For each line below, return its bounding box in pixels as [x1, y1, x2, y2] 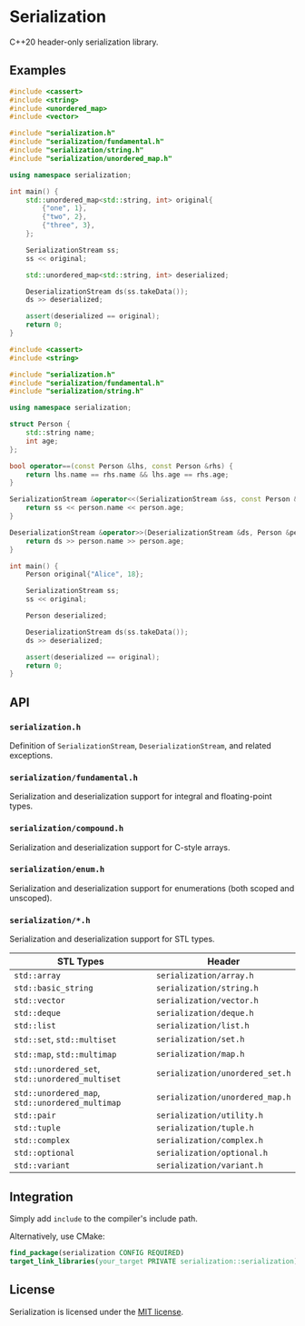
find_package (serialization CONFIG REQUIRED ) [9, 1248, 184, 1257]
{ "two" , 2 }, [42, 212, 88, 222]
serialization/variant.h [155, 1160, 263, 1170]
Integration [9, 1189, 74, 1204]
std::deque [14, 1008, 61, 1019]
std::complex [14, 1135, 71, 1146]
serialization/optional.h [155, 1148, 269, 1159]
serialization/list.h [155, 1020, 250, 1031]
